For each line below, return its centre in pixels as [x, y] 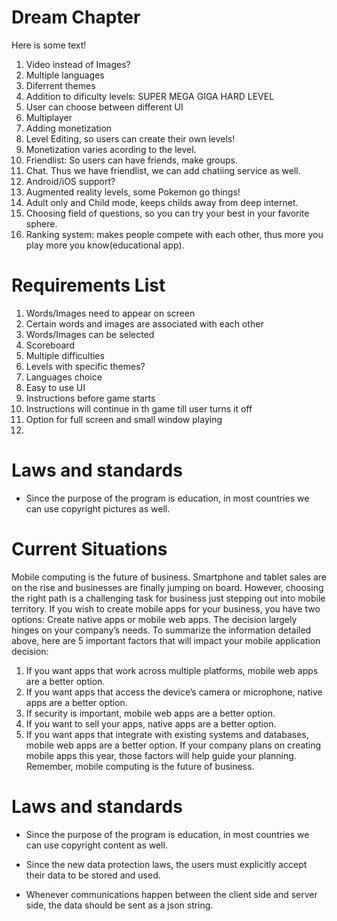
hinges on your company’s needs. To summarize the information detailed [161, 630]
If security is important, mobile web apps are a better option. [150, 713]
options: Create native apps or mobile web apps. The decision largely [154, 619]
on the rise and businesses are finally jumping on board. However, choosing [167, 587]
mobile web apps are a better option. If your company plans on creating [173, 745]
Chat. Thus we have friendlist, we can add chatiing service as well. [163, 170]
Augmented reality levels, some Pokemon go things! [133, 192]
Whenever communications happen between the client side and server [171, 894]
